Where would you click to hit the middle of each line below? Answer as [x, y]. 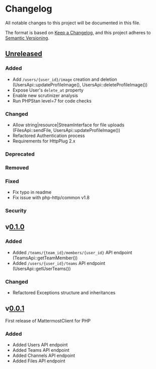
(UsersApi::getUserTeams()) [42, 268]
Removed [17, 167]
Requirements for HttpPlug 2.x [44, 141]
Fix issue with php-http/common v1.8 [51, 198]
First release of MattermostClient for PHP [48, 320]
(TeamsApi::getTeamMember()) [45, 258]
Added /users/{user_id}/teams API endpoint [59, 263]
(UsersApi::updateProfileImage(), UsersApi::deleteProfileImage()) [80, 84]
